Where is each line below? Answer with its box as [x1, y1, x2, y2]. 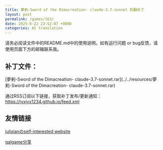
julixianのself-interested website [5, 128, 71, 134]
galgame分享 [5, 139, 32, 145]
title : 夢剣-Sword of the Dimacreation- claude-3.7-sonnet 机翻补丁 [5, 7, 145, 12]
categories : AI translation [5, 26, 63, 31]
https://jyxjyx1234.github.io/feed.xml [5, 98, 80, 104]
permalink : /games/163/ [5, 16, 54, 21]
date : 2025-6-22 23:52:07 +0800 [5, 21, 72, 26]
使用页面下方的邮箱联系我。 [5, 46, 62, 52]
